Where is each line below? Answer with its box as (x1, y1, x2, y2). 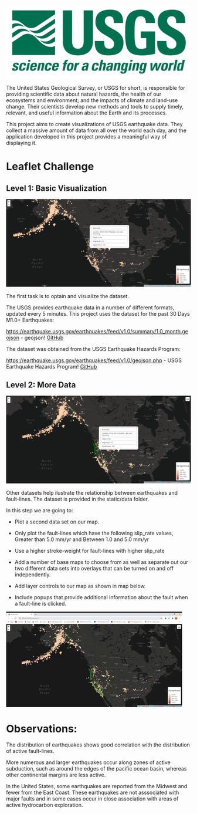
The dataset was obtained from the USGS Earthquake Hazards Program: (6, 345, 181, 352)
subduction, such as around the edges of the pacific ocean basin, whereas (6, 765, 187, 772)
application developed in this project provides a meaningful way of (6, 133, 167, 140)
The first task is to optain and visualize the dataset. (6, 292, 130, 299)
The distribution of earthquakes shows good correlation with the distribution (6, 741, 191, 748)
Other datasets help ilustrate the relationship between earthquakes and (6, 489, 178, 496)
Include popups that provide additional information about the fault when (14, 593, 188, 600)
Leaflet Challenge (6, 160, 94, 173)
